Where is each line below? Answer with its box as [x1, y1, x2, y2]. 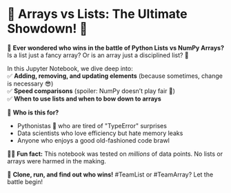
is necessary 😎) [7, 79, 54, 88]
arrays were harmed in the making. [7, 156, 107, 165]
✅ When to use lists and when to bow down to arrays [7, 94, 162, 103]
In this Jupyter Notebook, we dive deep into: [7, 64, 133, 72]
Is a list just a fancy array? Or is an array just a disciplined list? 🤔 [7, 51, 190, 59]
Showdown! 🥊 [7, 21, 88, 37]
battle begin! [7, 177, 43, 185]
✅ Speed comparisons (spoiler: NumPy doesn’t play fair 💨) [7, 86, 176, 95]
